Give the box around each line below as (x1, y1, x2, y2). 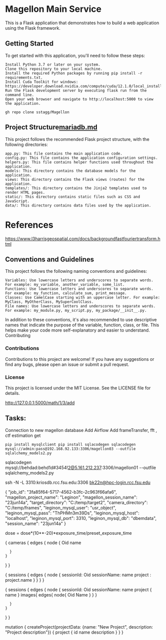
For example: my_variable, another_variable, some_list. (5, 282, 125, 287)
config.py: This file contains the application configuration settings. (5, 155, 158, 160)
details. (5, 390, 20, 396)
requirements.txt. (5, 75, 43, 80)
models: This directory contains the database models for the (5, 168, 136, 173)
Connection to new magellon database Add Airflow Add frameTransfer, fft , (5, 427, 157, 433)
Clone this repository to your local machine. (5, 66, 103, 71)
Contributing (5, 333, 31, 339)
